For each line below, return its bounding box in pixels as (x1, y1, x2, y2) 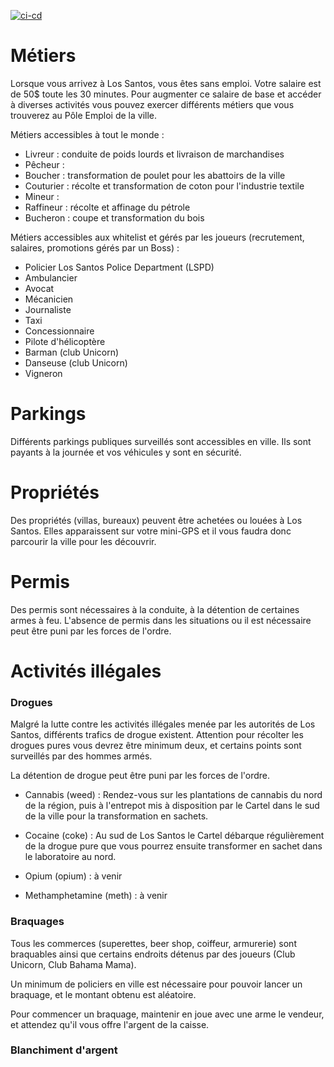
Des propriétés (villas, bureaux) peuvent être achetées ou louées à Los (10, 514, 303, 526)
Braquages (10, 915, 65, 929)
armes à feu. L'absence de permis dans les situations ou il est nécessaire (10, 614, 312, 626)
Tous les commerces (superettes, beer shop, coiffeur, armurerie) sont (10, 937, 297, 949)
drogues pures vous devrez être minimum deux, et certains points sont (10, 740, 302, 752)
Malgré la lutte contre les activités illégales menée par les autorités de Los (10, 718, 316, 730)
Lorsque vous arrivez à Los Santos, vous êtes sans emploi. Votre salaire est (10, 77, 322, 89)
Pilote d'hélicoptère (24, 335, 106, 347)
